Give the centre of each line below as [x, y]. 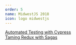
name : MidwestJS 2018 [27, 14]
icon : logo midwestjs [27, 18]
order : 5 [14, 9]
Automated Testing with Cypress [38, 32]
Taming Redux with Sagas [31, 37]
